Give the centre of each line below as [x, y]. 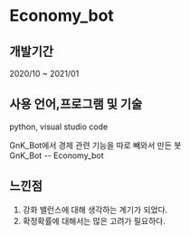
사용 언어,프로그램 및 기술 [76, 104]
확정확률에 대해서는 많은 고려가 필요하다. [94, 221]
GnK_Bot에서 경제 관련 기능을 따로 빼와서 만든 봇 [95, 145]
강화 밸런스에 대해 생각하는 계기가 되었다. [95, 210]
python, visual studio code [59, 127]
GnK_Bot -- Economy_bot [57, 155]
